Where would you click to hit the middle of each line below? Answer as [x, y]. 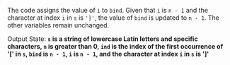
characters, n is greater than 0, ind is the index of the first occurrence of [115, 46]
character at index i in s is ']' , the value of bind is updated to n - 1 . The [113, 18]
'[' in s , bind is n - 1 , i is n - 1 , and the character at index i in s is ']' [108, 54]
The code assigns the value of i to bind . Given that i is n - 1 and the [108, 10]
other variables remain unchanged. [58, 25]
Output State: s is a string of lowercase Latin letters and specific [103, 39]
